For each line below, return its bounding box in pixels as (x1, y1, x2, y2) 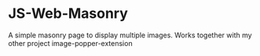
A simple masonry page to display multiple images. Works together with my (8, 30, 253, 40)
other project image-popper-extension (8, 38, 133, 47)
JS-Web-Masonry (8, 5, 128, 23)
